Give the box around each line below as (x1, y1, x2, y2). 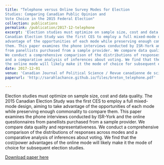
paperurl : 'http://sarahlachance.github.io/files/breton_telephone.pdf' (5, 75, 156, 80)
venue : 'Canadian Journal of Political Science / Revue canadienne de (5, 71, 152, 76)
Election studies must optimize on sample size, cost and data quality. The (5, 93, 153, 99)
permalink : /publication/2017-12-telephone (5, 25, 95, 30)
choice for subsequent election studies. (5, 144, 85, 150)
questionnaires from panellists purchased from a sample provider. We (5, 119, 145, 124)
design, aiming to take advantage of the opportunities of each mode (18, 103, 155, 109)
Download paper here (5, 154, 49, 160)
